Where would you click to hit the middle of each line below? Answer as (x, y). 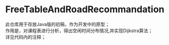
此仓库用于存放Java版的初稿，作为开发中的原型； (58, 24)
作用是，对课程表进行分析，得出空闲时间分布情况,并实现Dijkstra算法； (79, 30)
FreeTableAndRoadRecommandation (85, 9)
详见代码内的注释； (26, 37)
